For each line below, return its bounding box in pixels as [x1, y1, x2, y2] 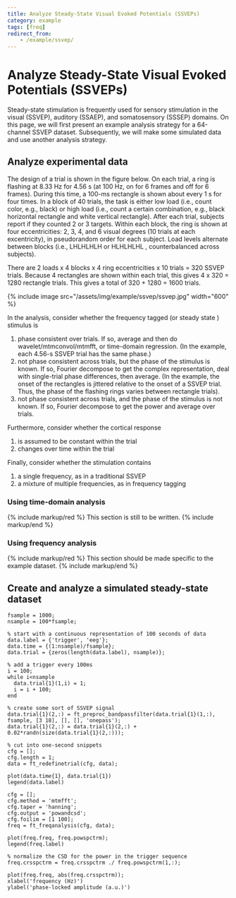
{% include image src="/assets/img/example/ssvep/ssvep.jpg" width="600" [7, 292, 229, 300]
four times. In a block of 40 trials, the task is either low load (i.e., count [7, 197, 212, 206]
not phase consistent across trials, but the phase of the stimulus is [17, 357, 211, 365]
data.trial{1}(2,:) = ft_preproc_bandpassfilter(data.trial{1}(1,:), [7, 711, 216, 718]
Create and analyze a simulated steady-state [7, 582, 209, 594]
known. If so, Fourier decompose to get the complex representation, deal [17, 365, 230, 373]
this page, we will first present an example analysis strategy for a [7, 121, 196, 129]
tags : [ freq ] [7, 23, 46, 30]
